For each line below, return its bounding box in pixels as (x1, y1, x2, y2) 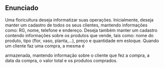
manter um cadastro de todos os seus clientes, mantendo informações (5, 22, 148, 28)
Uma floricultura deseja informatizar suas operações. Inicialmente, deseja (5, 17, 154, 23)
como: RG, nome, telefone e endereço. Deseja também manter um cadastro (5, 27, 158, 33)
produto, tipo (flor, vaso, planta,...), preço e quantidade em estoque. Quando (5, 38, 159, 44)
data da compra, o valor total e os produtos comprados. (5, 57, 117, 63)
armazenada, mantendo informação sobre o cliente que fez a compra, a (5, 52, 150, 58)
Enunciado (5, 4, 39, 12)
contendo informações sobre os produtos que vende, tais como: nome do (5, 32, 154, 38)
